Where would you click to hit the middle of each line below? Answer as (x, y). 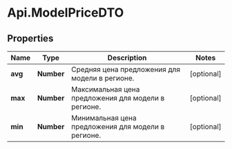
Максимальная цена (106, 89)
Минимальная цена (104, 118)
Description (127, 58)
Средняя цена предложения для (126, 69)
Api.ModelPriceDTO (66, 13)
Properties (30, 38)
